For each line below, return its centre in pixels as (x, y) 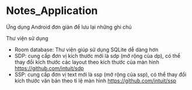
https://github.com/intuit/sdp (49, 68)
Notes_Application (52, 11)
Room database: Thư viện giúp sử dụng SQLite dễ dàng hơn (86, 49)
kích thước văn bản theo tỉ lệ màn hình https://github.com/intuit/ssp (95, 81)
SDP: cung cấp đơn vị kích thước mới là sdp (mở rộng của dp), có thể (97, 56)
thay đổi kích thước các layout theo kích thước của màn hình (87, 62)
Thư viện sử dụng (27, 38)
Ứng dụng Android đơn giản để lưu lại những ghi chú (69, 27)
